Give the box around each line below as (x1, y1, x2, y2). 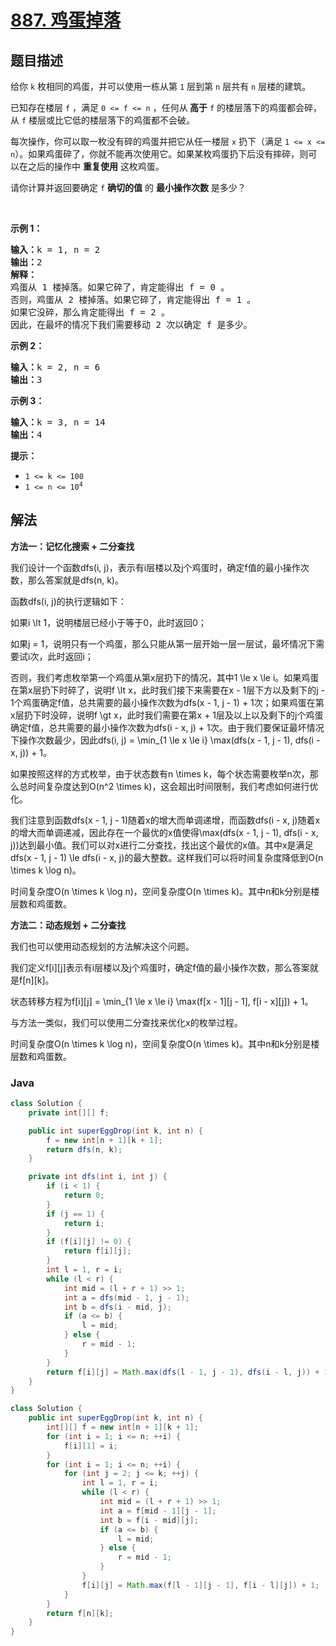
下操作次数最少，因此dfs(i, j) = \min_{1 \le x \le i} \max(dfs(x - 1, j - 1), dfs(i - (10, 734, 321, 746)
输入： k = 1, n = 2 (10, 244, 101, 255)
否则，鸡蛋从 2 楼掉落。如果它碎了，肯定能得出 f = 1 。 (10, 294, 257, 305)
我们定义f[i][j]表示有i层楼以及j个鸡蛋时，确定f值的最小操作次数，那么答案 (10, 961, 310, 973)
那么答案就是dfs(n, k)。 (27, 574, 124, 586)
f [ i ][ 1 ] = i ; (63, 1441, 118, 1451)
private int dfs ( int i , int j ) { (28, 1172, 168, 1182)
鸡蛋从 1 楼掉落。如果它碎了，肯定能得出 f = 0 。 (10, 282, 230, 293)
